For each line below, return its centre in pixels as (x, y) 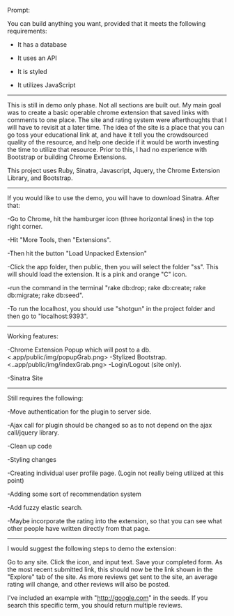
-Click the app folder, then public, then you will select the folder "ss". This (113, 267)
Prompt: (18, 10)
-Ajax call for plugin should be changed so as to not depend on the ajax (110, 425)
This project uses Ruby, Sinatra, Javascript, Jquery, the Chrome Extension (114, 171)
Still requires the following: (45, 398)
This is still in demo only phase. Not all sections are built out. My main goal (114, 105)
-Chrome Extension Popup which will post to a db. (79, 350)
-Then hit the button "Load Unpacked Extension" (77, 253)
